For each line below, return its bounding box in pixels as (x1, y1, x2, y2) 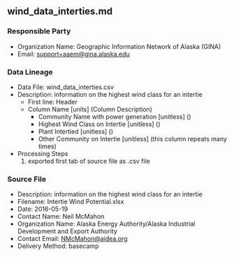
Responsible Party (7, 26, 71, 36)
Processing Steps (17, 149, 68, 157)
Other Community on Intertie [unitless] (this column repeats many (38, 134, 227, 143)
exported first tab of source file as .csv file (27, 157, 150, 165)
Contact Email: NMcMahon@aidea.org (17, 235, 128, 243)
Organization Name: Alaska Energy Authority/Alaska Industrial (17, 219, 196, 228)
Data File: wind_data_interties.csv (17, 83, 114, 91)
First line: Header (27, 98, 78, 106)
